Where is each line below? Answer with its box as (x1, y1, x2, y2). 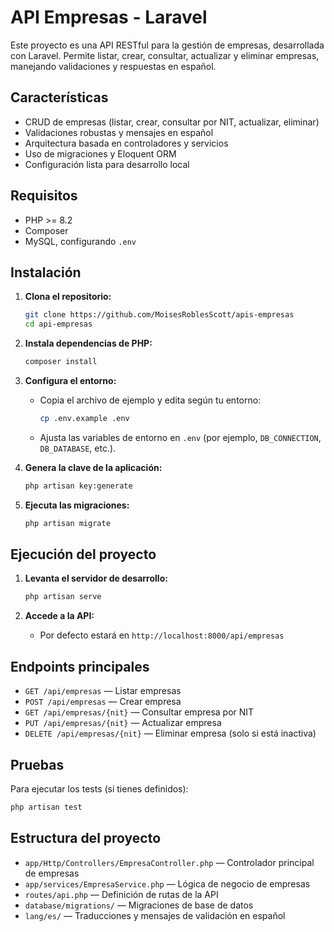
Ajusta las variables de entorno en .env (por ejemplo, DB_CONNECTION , (39, 431, 322, 443)
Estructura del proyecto (10, 830, 162, 847)
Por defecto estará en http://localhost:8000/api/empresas (39, 629, 285, 641)
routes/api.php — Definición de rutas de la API (24, 888, 219, 900)
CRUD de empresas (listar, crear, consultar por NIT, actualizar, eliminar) (24, 116, 320, 128)
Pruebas (10, 756, 65, 773)
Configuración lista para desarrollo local (24, 158, 190, 170)
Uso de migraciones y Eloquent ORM (24, 147, 177, 160)
